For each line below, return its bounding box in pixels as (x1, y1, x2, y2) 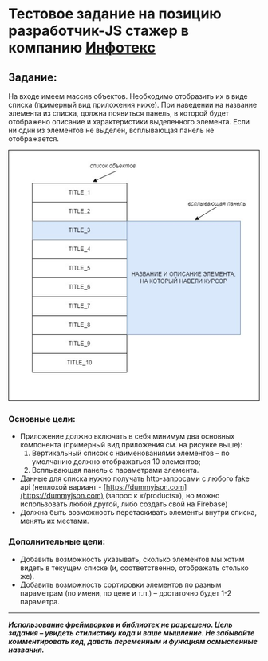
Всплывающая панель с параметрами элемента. (31, 466, 199, 475)
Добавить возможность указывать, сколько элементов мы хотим (19, 554, 245, 564)
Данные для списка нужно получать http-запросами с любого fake (19, 474, 250, 483)
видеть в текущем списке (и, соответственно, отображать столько (19, 563, 249, 572)
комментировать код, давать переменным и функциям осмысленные (8, 636, 258, 646)
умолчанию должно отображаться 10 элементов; (31, 457, 201, 466)
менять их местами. (19, 516, 89, 526)
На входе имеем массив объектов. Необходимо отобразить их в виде (8, 92, 249, 100)
